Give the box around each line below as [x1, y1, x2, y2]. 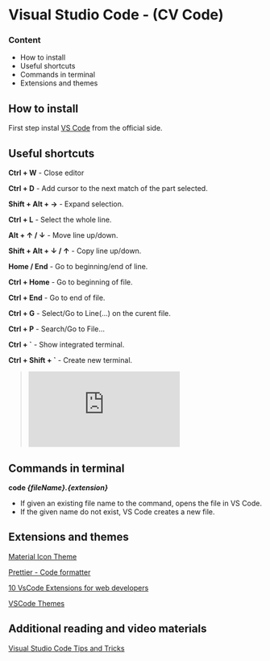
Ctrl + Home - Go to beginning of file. [8, 277, 133, 287]
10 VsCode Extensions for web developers [8, 583, 149, 592]
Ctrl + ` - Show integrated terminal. [8, 340, 125, 350]
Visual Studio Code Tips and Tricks [8, 643, 125, 653]
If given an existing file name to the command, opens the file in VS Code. [19, 498, 262, 508]
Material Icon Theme [8, 551, 77, 561]
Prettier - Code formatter [8, 567, 91, 577]
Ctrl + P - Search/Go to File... [8, 324, 106, 334]
